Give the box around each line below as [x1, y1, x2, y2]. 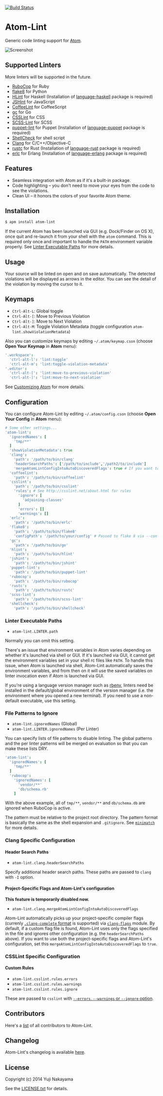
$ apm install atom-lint [5, 220, 55, 225]
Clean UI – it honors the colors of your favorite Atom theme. [12, 193, 131, 198]
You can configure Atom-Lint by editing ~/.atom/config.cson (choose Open [5, 410, 156, 417]
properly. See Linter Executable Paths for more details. [5, 244, 114, 250]
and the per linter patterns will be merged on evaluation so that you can [5, 740, 148, 747]
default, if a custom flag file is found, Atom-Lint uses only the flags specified [5, 925, 158, 931]
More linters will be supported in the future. [5, 74, 92, 80]
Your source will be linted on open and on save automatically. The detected [5, 271, 155, 277]
